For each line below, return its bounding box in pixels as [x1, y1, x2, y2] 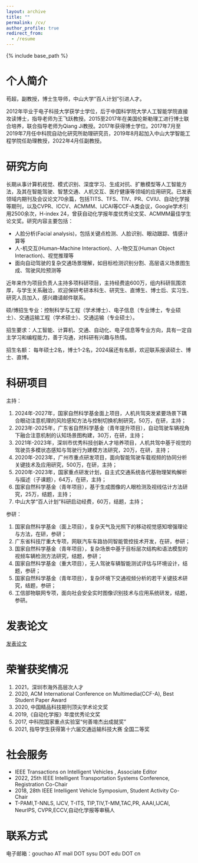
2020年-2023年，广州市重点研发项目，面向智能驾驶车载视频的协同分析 [14, 454, 187, 461]
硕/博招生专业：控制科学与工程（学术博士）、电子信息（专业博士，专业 [6, 306, 176, 313]
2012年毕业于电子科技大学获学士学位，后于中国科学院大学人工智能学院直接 [6, 107, 189, 115]
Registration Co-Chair [14, 781, 68, 788]
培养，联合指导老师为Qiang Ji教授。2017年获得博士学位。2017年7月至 [11, 122, 181, 130]
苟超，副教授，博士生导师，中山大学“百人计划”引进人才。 [6, 95, 146, 102]
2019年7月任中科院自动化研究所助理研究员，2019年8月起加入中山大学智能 [6, 130, 186, 137]
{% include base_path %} [6, 52, 68, 59]
